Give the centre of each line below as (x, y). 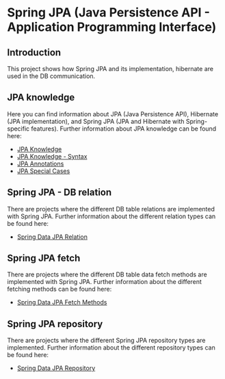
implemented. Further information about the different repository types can (111, 348)
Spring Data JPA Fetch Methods (62, 302)
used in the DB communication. (51, 76)
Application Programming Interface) (112, 27)
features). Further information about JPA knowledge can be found (124, 129)
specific (18, 129)
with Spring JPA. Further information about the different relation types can (111, 216)
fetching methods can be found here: (59, 289)
